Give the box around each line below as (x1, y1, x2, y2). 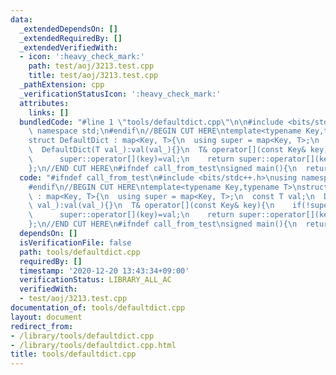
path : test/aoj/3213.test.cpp (28, 61, 155, 71)
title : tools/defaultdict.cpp (10, 349, 137, 360)
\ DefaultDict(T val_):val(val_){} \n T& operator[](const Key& (28, 145, 307, 155)
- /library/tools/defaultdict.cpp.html (10, 340, 177, 350)
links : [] (28, 107, 70, 118)
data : (10, 14, 33, 25)
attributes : (19, 98, 70, 108)
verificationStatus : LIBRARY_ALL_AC (19, 275, 172, 285)
